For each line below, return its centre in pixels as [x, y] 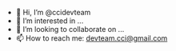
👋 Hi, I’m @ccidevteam [53, 12]
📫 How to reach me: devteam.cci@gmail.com [92, 38]
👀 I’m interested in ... [50, 21]
